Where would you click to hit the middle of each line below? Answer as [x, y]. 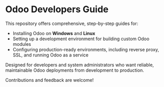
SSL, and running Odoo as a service [51, 55]
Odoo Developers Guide [57, 9]
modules [22, 44]
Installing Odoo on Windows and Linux [54, 33]
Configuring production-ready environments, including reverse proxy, [86, 49]
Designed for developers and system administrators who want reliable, [80, 65]
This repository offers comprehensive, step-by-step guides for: [72, 23]
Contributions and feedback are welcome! [50, 80]
